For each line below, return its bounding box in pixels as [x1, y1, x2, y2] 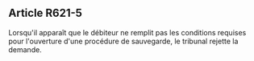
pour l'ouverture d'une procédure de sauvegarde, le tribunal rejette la [8, 36, 239, 46]
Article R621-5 [8, 6, 83, 20]
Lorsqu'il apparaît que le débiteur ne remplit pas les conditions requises [8, 27, 247, 37]
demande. [8, 44, 42, 55]
